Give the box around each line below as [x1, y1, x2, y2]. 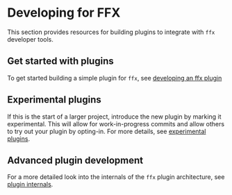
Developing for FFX [7, 5, 121, 21]
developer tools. [7, 35, 53, 43]
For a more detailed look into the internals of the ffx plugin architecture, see [7, 173, 225, 181]
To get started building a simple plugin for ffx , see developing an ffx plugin [7, 74, 222, 82]
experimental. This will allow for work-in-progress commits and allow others [7, 119, 224, 128]
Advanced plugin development [7, 154, 144, 166]
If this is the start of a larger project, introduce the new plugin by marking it [7, 112, 222, 121]
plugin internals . [7, 180, 53, 189]
